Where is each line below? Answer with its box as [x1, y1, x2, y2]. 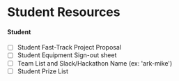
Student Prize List [17, 67, 68, 75]
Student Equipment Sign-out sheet [17, 51, 117, 59]
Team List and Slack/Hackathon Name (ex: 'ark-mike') [17, 59, 173, 67]
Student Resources [7, 4, 120, 20]
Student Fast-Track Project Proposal [17, 43, 122, 52]
